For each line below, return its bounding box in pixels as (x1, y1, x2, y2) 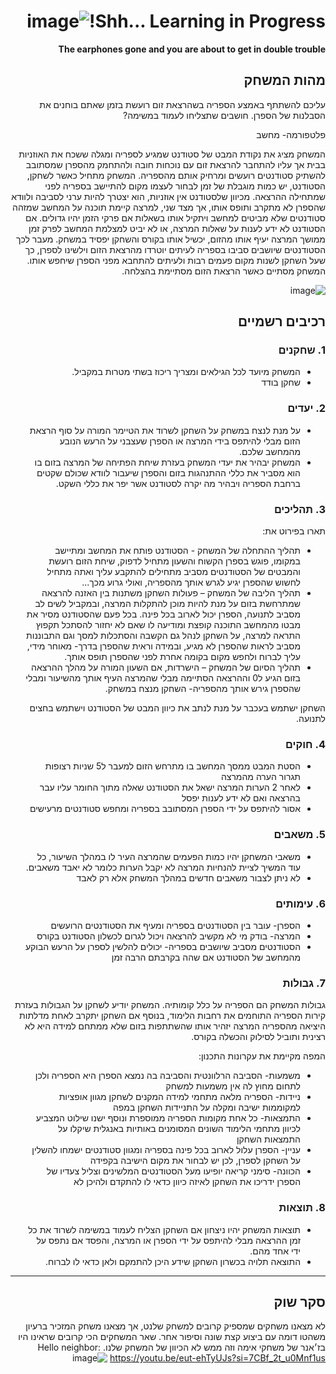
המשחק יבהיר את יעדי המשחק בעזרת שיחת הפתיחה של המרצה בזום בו (34, 456, 301, 468)
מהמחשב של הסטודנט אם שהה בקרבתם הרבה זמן (111, 951, 301, 963)
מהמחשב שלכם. (238, 445, 301, 457)
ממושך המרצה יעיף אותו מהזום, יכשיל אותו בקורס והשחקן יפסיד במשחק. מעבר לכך (15, 233, 326, 245)
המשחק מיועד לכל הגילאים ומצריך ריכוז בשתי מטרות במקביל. (71, 366, 301, 378)
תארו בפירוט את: (262, 525, 326, 537)
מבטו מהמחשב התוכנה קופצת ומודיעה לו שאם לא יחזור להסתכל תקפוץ (35, 619, 301, 631)
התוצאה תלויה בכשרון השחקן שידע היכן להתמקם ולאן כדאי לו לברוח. (45, 1255, 301, 1267)
